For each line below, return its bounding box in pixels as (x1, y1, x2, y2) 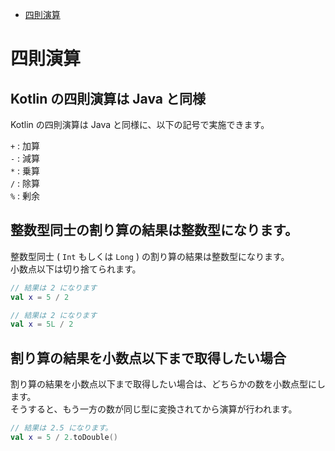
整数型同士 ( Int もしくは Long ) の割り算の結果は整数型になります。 (10, 250, 290, 262)
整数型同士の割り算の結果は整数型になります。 (10, 222, 298, 239)
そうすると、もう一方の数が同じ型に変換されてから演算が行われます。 (10, 403, 298, 415)
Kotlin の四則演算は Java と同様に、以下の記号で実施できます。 (10, 119, 270, 130)
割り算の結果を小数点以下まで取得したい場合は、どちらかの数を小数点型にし (10, 378, 326, 390)
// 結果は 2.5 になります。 (10, 423, 113, 433)
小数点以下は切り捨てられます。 (10, 263, 142, 275)
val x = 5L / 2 (10, 319, 74, 330)
